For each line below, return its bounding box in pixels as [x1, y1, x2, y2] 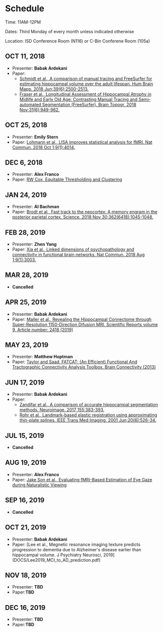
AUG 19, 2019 [5, 458, 46, 467]
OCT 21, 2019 [5, 523, 46, 532]
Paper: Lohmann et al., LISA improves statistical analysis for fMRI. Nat [12, 139, 153, 145]
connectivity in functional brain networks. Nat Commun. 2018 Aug [12, 252, 145, 257]
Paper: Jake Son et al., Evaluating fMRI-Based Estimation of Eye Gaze [12, 477, 153, 482]
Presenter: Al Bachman [12, 204, 60, 210]
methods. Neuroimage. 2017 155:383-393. [19, 407, 105, 413]
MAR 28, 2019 [5, 271, 49, 279]
